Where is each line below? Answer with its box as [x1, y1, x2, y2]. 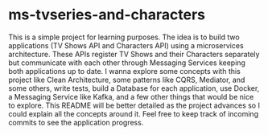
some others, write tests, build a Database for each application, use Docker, [8, 83, 260, 93]
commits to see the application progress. [8, 117, 144, 127]
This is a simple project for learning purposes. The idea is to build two [8, 32, 240, 42]
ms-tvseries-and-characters [8, 6, 206, 24]
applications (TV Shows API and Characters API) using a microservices [8, 40, 244, 50]
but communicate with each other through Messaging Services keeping [8, 58, 245, 67]
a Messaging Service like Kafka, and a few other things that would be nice [8, 92, 254, 101]
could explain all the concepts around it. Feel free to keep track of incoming [8, 108, 259, 118]
